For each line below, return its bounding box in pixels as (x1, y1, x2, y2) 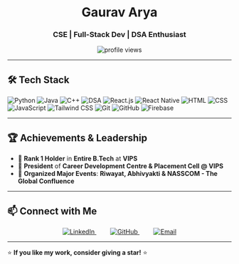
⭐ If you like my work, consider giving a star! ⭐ (7, 248, 148, 256)
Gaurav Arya (81, 4, 158, 21)
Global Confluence (17, 177, 75, 185)
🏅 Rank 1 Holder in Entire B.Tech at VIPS (17, 154, 138, 163)
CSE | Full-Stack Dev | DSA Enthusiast (53, 30, 186, 40)
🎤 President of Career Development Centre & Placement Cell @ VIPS (17, 162, 224, 170)
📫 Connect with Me (7, 205, 97, 217)
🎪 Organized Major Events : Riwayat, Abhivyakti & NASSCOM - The (17, 170, 218, 178)
